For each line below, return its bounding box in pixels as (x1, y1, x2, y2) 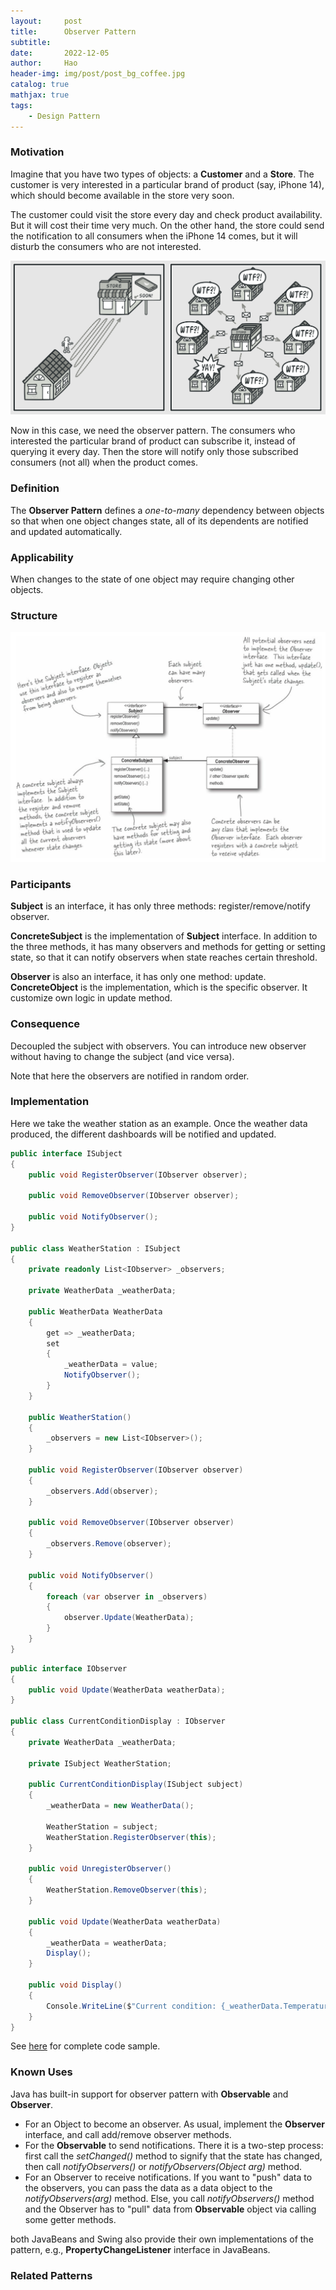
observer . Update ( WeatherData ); (63, 1613, 195, 1623)
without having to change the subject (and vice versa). (10, 1050, 235, 1062)
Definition (10, 481, 60, 495)
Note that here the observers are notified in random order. (10, 1070, 250, 1082)
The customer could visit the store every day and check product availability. (10, 208, 323, 220)
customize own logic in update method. (10, 992, 173, 1004)
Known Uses (10, 2065, 73, 2079)
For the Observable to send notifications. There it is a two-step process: (24, 2139, 324, 2151)
